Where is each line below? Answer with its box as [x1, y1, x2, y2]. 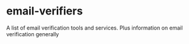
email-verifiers [6, 4, 83, 18]
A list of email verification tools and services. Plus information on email [6, 24, 183, 31]
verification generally [6, 30, 59, 37]
